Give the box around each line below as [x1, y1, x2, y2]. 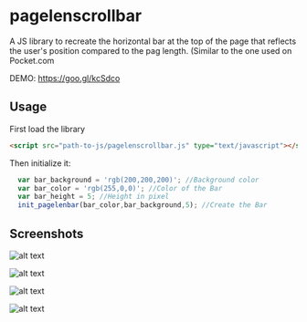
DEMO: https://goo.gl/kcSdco [9, 72, 121, 83]
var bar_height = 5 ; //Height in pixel [17, 192, 170, 202]
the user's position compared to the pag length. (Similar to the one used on [9, 45, 292, 56]
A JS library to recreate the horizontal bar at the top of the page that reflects [9, 36, 297, 47]
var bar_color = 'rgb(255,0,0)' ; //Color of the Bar [17, 183, 223, 192]
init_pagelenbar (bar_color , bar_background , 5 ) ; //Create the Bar [17, 201, 268, 210]
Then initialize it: [9, 157, 71, 169]
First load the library [9, 123, 85, 134]
